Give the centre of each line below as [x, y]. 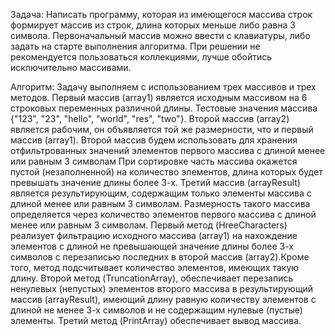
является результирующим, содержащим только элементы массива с [161, 193]
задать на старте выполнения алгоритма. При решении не [135, 46]
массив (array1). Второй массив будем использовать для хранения [154, 140]
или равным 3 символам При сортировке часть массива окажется [154, 161]
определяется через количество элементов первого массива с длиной [163, 214]
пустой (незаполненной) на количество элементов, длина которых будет [166, 172]
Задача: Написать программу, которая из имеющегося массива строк [161, 14]
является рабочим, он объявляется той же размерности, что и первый [162, 129]
